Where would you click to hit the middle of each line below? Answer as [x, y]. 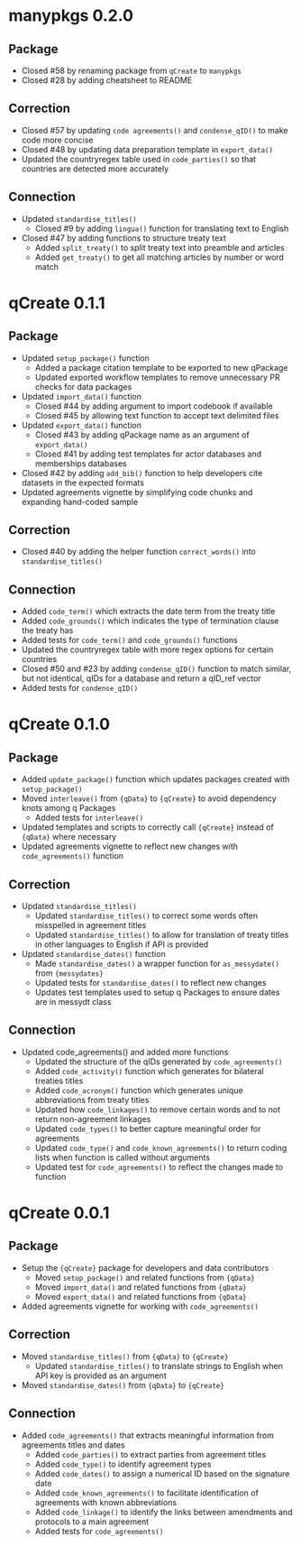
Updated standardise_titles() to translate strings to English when [159, 1366]
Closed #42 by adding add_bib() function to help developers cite [142, 473]
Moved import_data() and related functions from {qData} [141, 1287]
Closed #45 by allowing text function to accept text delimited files [157, 415]
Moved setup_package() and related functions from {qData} [145, 1277]
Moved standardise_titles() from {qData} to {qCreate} [125, 1356]
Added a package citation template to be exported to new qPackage [161, 367]
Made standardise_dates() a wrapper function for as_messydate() [157, 964]
